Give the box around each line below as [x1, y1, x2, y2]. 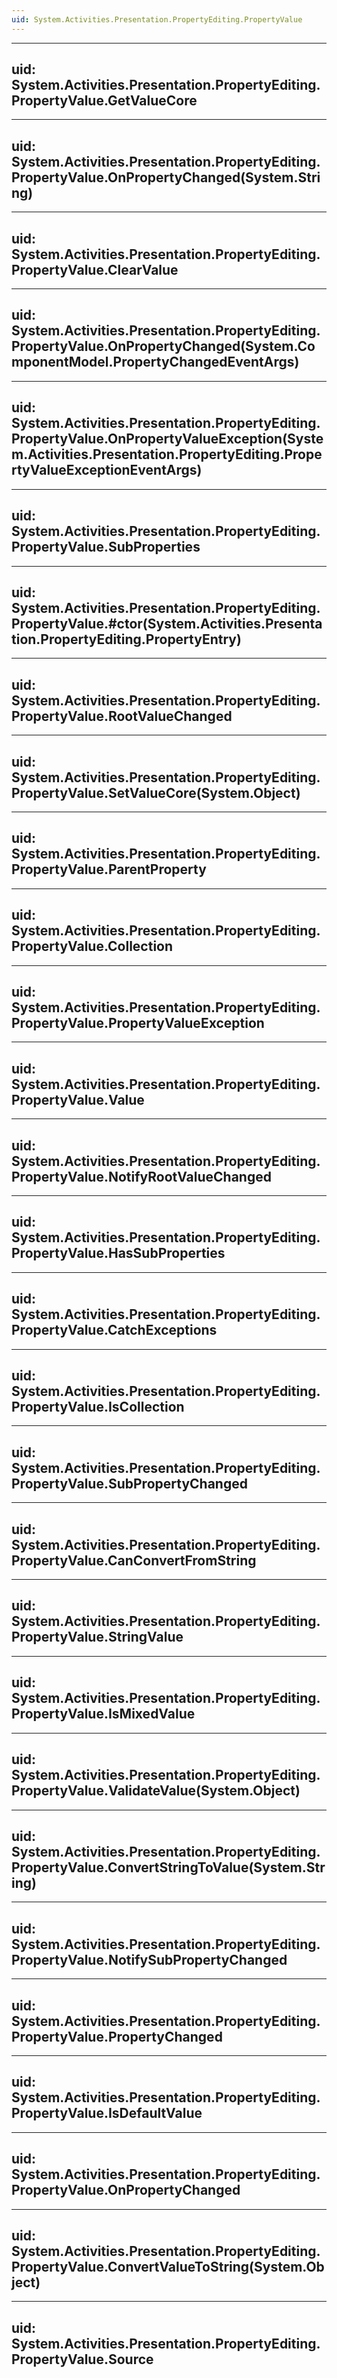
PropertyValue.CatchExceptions [11, 1322, 218, 1339]
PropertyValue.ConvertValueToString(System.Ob [11, 2258, 325, 2275]
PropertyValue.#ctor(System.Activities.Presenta [11, 615, 323, 632]
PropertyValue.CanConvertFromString [11, 1552, 257, 1569]
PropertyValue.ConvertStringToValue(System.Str [11, 1859, 326, 1876]
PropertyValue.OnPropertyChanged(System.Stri [11, 169, 321, 186]
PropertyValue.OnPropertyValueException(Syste [11, 431, 324, 448]
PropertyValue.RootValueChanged [11, 707, 233, 725]
